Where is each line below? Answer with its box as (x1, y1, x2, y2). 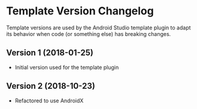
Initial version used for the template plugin (14, 63, 119, 71)
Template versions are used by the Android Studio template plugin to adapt (6, 24, 191, 31)
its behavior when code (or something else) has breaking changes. (6, 30, 171, 37)
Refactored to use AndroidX (14, 97, 84, 104)
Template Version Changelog (6, 4, 154, 18)
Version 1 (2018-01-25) (6, 48, 94, 58)
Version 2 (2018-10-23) (6, 81, 96, 91)
